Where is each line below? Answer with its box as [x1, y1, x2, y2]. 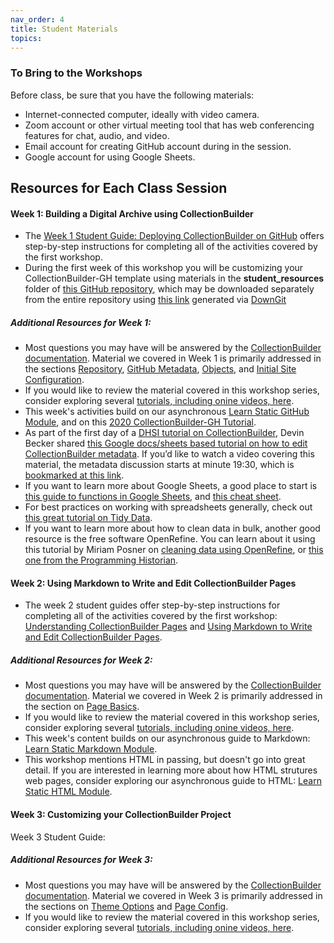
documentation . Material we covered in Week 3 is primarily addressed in [24, 889, 323, 901]
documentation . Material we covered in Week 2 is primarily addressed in [24, 690, 323, 702]
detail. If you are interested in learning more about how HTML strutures [24, 764, 318, 776]
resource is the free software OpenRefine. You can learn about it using [24, 533, 316, 545]
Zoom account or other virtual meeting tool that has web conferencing [24, 119, 315, 131]
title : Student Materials [10, 24, 118, 34]
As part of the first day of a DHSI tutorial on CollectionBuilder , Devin [24, 427, 305, 439]
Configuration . [24, 374, 85, 386]
